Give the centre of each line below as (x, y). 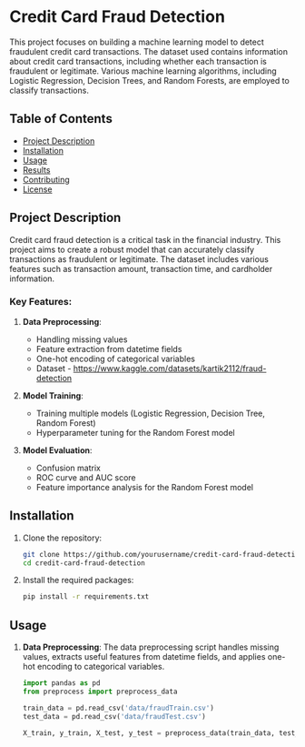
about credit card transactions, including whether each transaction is (138, 61)
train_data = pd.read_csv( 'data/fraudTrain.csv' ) (118, 708)
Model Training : (53, 395)
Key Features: (41, 302)
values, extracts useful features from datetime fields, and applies (144, 657)
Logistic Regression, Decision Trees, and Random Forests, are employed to (150, 80)
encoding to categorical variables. (101, 667)
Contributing (46, 179)
